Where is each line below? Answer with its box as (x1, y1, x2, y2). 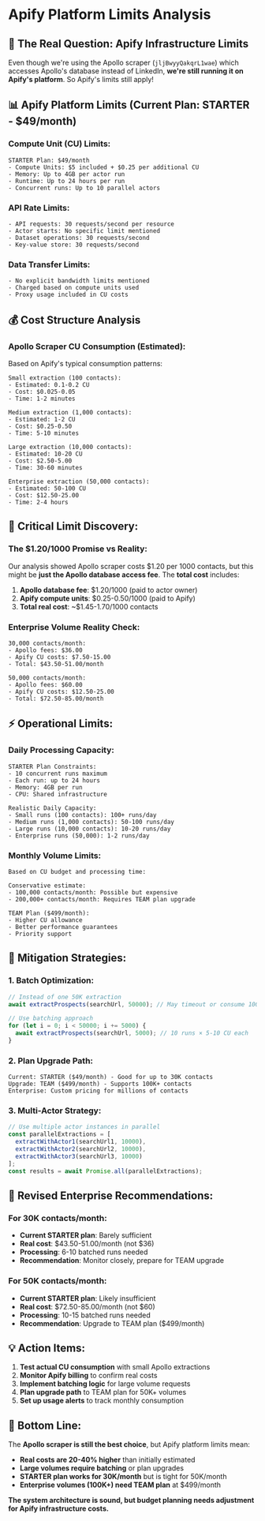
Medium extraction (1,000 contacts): (8, 408, 132, 416)
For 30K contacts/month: (8, 1212, 108, 1223)
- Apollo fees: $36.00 (8, 646, 83, 654)
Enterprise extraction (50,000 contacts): (8, 478, 150, 485)
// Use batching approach (8, 1014, 93, 1023)
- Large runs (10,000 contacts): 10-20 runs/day (8, 825, 171, 833)
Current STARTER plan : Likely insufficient (19, 1293, 156, 1303)
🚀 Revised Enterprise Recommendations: (8, 1189, 214, 1202)
